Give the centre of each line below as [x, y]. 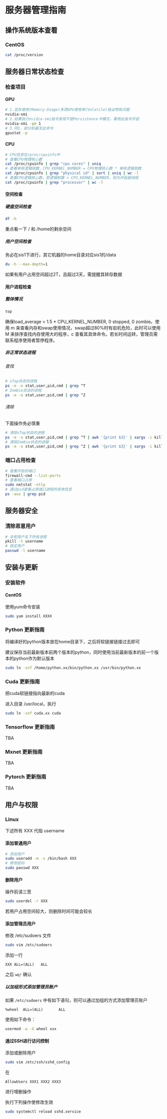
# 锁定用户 [15, 546]
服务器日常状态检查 [35, 72]
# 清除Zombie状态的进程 [27, 442]
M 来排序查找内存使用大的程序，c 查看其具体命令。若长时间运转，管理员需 [82, 334]
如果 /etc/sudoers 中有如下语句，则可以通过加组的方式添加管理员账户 [76, 1000]
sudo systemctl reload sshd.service [43, 1112]
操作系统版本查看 [31, 30]
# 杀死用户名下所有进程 [26, 537]
